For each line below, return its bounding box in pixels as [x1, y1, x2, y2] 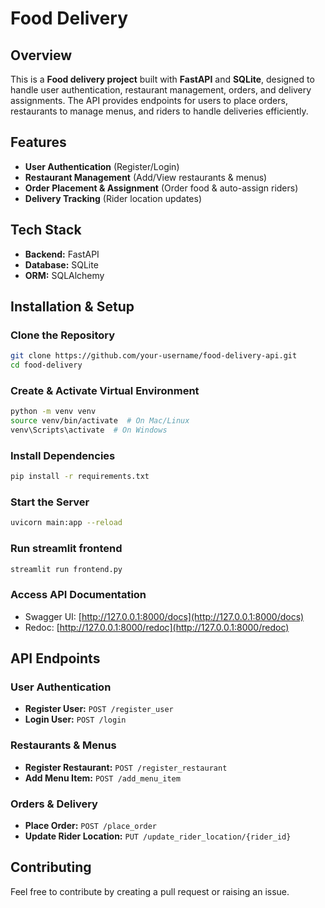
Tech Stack [10, 222, 82, 239]
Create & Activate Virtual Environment [10, 383, 200, 397]
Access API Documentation [10, 588, 147, 602]
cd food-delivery [10, 360, 83, 371]
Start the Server [10, 495, 90, 509]
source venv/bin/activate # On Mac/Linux [10, 416, 190, 426]
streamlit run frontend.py [10, 564, 123, 574]
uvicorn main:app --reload [10, 518, 123, 528]
